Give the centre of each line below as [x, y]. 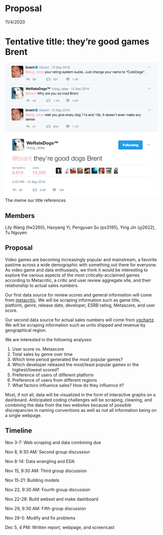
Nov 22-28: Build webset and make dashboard [52, 499]
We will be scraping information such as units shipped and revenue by [75, 325]
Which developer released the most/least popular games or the [75, 364]
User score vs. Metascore [38, 349]
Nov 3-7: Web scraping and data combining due [53, 442]
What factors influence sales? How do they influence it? [68, 385]
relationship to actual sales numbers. [42, 285]
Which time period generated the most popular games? [67, 359]
